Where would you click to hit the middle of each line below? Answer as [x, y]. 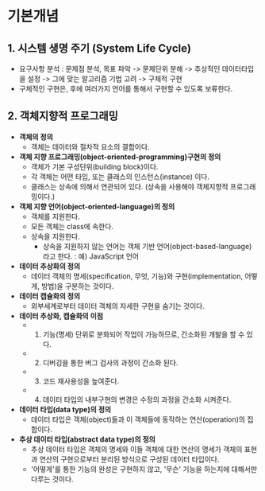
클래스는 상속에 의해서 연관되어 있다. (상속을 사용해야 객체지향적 [129, 186]
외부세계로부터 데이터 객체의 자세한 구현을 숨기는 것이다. [118, 306]
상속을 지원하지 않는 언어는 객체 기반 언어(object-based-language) [147, 246]
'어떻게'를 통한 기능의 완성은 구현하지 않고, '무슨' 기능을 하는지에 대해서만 [144, 469]
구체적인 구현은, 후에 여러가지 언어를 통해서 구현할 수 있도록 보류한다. [126, 89]
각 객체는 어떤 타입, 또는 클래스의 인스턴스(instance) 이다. [120, 177]
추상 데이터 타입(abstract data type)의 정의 [87, 439]
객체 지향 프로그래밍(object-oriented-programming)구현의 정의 [120, 157]
